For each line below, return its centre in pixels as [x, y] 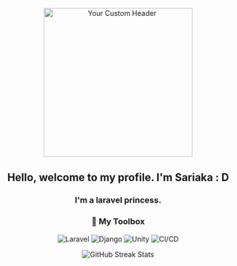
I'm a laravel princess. [118, 200]
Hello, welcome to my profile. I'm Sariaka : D [118, 177]
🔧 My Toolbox [118, 222]
